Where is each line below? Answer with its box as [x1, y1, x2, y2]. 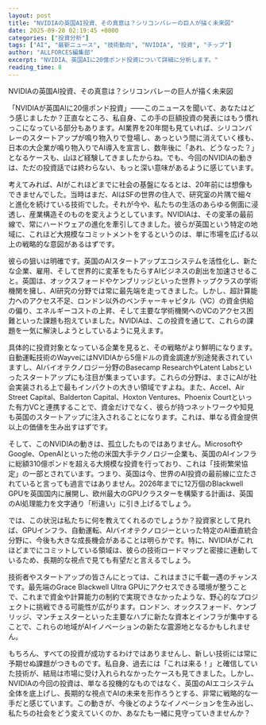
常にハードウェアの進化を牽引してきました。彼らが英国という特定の [29, 219, 252, 229]
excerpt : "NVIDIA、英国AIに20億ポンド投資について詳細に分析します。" [8, 56, 218, 64]
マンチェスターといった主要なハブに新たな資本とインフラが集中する [35, 611, 259, 621]
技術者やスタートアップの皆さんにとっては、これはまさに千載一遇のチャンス [8, 572, 258, 581]
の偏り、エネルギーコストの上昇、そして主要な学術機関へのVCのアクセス [8, 305, 247, 315]
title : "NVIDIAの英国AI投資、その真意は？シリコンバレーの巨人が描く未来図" [8, 19, 234, 27]
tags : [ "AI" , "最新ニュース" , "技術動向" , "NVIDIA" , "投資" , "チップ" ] [8, 41, 233, 49]
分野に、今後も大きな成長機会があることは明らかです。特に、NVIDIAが [8, 535, 240, 545]
